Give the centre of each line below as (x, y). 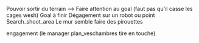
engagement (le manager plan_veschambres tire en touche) (81, 33)
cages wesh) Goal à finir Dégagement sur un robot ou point (81, 15)
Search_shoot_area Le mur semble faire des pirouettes (75, 21)
